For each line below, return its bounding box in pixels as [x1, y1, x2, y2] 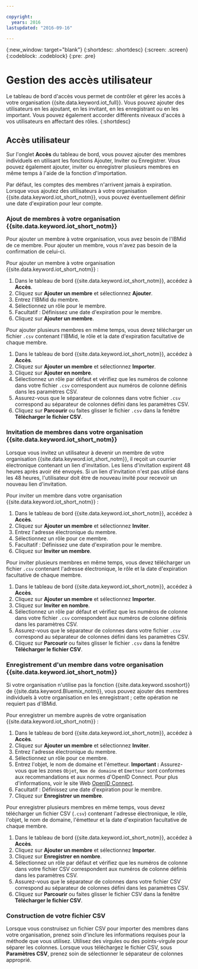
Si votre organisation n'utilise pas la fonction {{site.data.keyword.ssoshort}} [6, 681, 190, 689]
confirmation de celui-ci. [6, 248, 66, 255]
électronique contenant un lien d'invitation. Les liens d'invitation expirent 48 [6, 461, 191, 469]
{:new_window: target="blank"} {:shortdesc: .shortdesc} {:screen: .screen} [6, 46, 189, 53]
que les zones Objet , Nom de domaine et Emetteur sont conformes [28, 767, 186, 774]
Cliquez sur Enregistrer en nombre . [14, 853, 102, 860]
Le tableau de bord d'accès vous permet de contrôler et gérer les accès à [6, 93, 186, 100]
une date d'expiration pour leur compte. [6, 200, 103, 207]
